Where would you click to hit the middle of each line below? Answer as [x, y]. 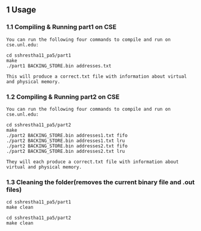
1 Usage [21, 10]
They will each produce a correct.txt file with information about [93, 162]
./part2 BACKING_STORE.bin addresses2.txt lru [66, 151]
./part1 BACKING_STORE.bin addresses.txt [59, 66]
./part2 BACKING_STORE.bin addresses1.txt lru [66, 141]
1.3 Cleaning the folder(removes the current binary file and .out [100, 182]
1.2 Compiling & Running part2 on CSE [63, 97]
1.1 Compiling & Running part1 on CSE [61, 27]
